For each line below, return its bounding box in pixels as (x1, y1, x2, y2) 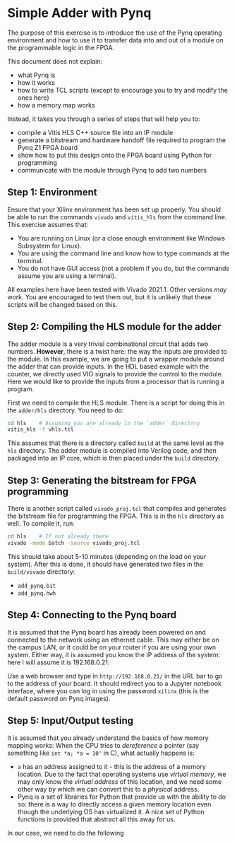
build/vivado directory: (7, 567, 75, 576)
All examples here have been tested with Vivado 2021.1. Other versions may (7, 285, 227, 294)
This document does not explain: (7, 57, 103, 65)
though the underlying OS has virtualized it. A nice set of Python (17, 807, 205, 816)
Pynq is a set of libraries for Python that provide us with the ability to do (17, 792, 226, 801)
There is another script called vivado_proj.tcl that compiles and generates (7, 504, 226, 513)
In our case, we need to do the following (7, 828, 125, 837)
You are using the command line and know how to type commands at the (17, 249, 230, 258)
